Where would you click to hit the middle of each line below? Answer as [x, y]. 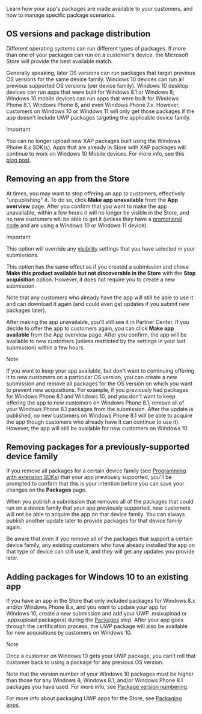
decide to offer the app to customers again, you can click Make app [90, 328]
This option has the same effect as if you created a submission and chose [98, 266]
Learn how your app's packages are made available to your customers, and [99, 9]
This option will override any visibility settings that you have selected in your [101, 248]
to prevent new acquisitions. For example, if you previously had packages [97, 389]
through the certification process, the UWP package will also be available [97, 626]
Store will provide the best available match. [60, 61]
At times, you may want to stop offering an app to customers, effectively [96, 193]
